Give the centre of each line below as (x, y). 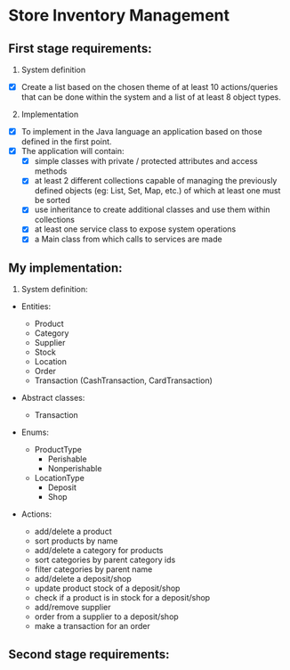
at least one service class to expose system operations (135, 229)
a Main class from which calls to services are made (129, 239)
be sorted (52, 200)
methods (51, 171)
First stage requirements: (80, 49)
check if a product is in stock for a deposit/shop (122, 598)
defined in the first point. (66, 142)
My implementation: (65, 268)
